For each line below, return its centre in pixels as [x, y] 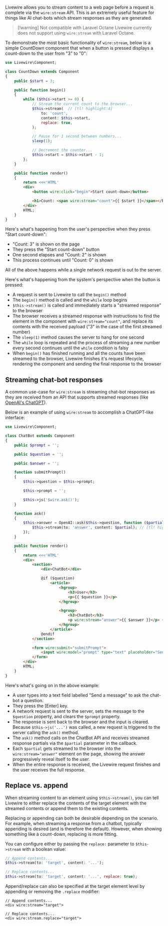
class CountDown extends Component [42, 72]
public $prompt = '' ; [36, 445]
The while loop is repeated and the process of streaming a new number [86, 343]
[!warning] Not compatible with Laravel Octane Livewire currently [84, 28]
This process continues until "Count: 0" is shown [63, 260]
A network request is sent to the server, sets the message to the [78, 711]
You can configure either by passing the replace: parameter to [70, 844]
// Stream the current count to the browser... [82, 104]
